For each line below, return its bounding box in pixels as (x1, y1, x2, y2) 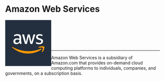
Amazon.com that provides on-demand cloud (51, 60, 143, 66)
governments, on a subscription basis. (5, 70, 82, 76)
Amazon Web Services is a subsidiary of (51, 54, 133, 60)
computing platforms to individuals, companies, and (51, 65, 156, 71)
